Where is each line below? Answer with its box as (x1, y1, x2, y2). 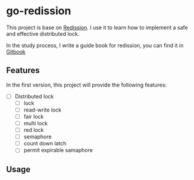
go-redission (6, 4, 71, 18)
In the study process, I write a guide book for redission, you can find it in (6, 42, 184, 49)
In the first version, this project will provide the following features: (6, 81, 167, 88)
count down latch (23, 140, 67, 147)
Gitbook (6, 48, 26, 55)
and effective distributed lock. (6, 30, 80, 37)
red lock (23, 126, 44, 134)
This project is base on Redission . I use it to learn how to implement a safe (6, 24, 189, 31)
